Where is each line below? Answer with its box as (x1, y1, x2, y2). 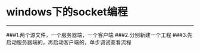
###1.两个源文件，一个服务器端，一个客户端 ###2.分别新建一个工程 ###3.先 (6, 31, 193, 38)
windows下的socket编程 (6, 5, 128, 19)
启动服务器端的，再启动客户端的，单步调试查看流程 (6, 39, 132, 46)
